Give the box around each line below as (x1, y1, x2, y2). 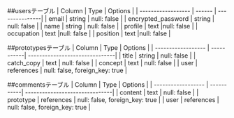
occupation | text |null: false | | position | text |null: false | (7, 29, 171, 37)
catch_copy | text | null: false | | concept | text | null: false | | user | (7, 59, 198, 67)
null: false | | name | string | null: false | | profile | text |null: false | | (7, 22, 198, 30)
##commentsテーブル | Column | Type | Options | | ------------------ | (7, 81, 209, 89)
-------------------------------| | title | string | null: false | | (27, 51, 196, 60)
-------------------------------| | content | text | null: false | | (24, 88, 199, 96)
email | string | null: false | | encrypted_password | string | (48, 15, 215, 23)
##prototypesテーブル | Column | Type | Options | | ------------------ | (7, 44, 210, 51)
